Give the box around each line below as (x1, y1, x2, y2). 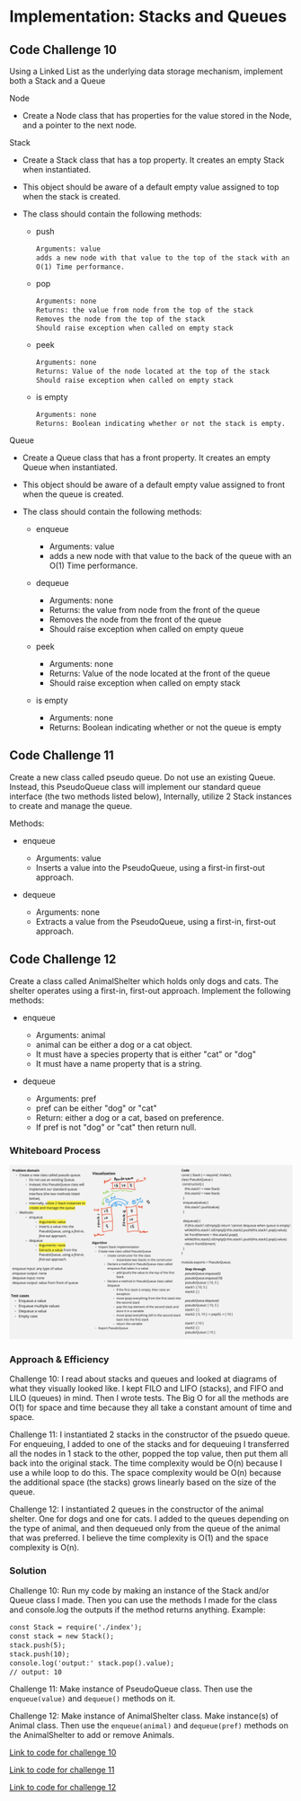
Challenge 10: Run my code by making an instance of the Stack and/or (9, 1584, 270, 1596)
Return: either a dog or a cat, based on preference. (35, 1112, 225, 1122)
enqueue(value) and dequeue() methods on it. (9, 1692, 176, 1704)
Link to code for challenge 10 (9, 1746, 117, 1758)
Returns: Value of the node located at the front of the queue (49, 668, 271, 679)
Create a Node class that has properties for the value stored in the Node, (22, 111, 292, 120)
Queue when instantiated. (22, 462, 119, 473)
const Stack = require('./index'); (9, 1622, 143, 1632)
